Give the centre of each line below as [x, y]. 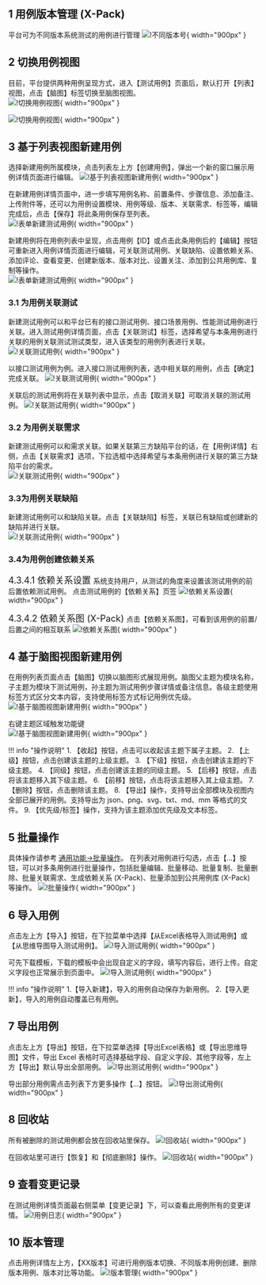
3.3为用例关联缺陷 [43, 498]
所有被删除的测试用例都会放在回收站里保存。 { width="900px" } [127, 1140]
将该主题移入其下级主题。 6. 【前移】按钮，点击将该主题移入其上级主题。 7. [131, 780]
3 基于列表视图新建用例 [65, 147]
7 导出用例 [34, 1026]
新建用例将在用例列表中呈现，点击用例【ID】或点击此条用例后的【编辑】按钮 [133, 241]
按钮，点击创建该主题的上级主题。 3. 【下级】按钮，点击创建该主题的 [135, 760]
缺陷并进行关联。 [36, 527]
